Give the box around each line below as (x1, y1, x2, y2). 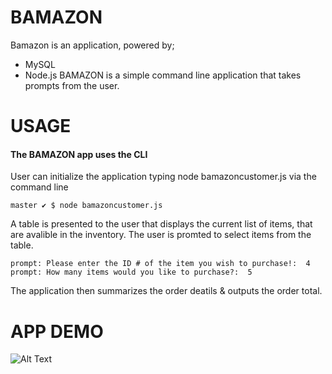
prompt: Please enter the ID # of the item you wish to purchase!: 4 (10, 259, 311, 269)
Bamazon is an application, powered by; (10, 39, 175, 51)
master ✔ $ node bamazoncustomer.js (10, 201, 163, 211)
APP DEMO (10, 320, 104, 343)
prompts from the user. (24, 79, 120, 91)
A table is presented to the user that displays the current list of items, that (10, 218, 313, 230)
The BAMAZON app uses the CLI (10, 148, 148, 160)
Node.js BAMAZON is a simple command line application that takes (24, 69, 302, 81)
